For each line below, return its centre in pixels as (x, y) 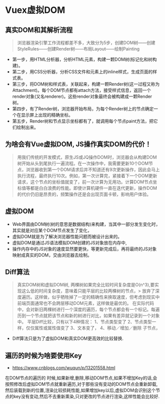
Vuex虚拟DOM (35, 10)
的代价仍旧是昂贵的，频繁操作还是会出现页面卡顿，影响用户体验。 (84, 194)
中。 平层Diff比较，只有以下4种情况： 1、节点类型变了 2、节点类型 (84, 322)
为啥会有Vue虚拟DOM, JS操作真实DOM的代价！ (78, 144)
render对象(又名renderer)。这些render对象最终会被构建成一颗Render (82, 96)
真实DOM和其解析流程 (39, 30)
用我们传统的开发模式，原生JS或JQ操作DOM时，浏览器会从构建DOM (87, 157)
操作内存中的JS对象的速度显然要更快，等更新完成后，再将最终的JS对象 (84, 249)
